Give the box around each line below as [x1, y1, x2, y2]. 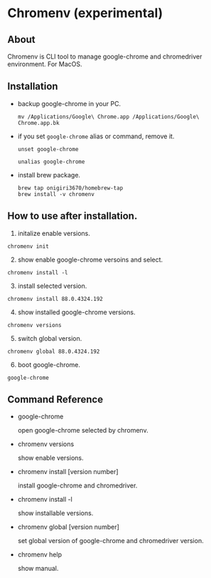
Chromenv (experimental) [7, 5, 163, 21]
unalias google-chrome [17, 158, 85, 165]
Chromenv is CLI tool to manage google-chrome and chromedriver [7, 52, 202, 61]
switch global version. [17, 334, 82, 343]
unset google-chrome [17, 145, 79, 153]
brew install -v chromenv [17, 190, 94, 197]
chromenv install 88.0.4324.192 [7, 295, 103, 302]
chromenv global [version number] [17, 522, 119, 532]
